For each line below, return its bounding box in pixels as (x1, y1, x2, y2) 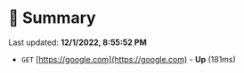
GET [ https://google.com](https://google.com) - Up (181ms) (20, 54, 237, 64)
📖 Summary (8, 8, 96, 28)
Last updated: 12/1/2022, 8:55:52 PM (8, 37, 148, 47)
